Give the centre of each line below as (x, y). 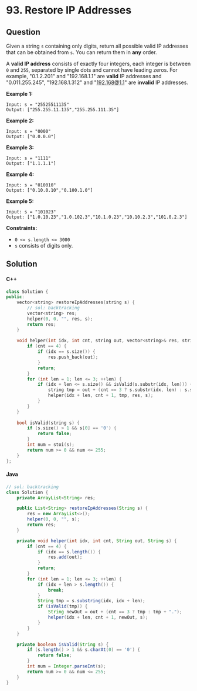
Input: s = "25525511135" (38, 105)
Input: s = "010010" (31, 185)
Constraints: (22, 228)
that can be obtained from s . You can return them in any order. (81, 52)
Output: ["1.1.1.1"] (31, 163)
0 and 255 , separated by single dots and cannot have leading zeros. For (92, 70)
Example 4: (20, 174)
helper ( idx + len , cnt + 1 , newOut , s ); (98, 617)
